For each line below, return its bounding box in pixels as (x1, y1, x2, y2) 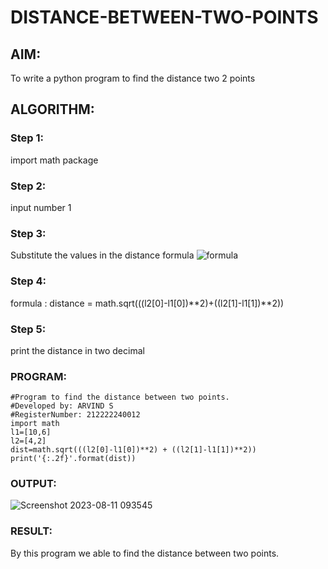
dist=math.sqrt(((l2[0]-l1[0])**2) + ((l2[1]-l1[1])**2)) (10, 445, 257, 455)
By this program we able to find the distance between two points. (10, 547, 280, 559)
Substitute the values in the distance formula (10, 249, 195, 261)
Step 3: (10, 226, 47, 240)
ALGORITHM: (10, 101, 95, 118)
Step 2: (10, 179, 47, 193)
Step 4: (10, 274, 47, 288)
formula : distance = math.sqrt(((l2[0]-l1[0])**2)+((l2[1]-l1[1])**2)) (10, 297, 285, 309)
